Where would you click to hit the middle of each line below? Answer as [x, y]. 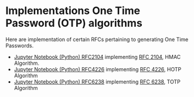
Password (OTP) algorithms [74, 23]
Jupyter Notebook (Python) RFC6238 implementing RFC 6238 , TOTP [97, 82]
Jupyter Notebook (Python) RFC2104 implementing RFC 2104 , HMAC [97, 57]
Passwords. [20, 46]
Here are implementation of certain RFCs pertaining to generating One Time [97, 39]
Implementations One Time [73, 11]
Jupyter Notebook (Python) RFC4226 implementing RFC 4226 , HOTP [98, 69]
